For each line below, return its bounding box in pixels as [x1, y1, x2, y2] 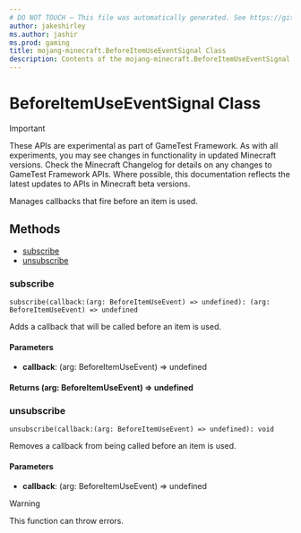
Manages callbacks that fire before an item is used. [9, 195, 199, 206]
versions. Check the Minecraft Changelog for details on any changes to [9, 159, 272, 170]
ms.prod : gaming [9, 38, 70, 47]
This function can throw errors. [9, 516, 124, 527]
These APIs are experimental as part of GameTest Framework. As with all [9, 140, 279, 150]
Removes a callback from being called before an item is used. [9, 441, 236, 451]
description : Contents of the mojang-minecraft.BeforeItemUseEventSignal [9, 55, 291, 64]
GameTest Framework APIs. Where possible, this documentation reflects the [9, 168, 291, 179]
